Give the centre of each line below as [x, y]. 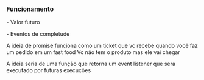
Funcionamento [30, 9]
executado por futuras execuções [49, 70]
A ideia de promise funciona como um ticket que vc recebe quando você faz [102, 46]
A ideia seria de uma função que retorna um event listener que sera [91, 64]
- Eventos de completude [38, 34]
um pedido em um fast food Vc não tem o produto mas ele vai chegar [93, 52]
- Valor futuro [23, 22]
